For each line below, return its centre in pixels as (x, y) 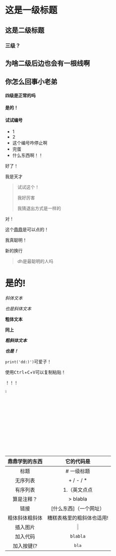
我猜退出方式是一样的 (39, 208)
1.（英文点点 (78, 490)
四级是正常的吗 (20, 95)
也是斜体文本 (18, 308)
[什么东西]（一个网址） (78, 508)
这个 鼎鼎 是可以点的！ (27, 229)
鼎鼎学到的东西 (25, 461)
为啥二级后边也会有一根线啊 (48, 63)
